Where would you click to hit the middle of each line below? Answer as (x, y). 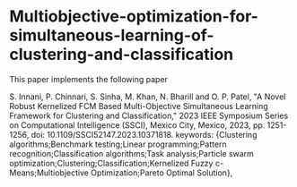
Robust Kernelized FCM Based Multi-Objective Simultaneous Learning (139, 106)
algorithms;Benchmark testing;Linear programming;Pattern (118, 144)
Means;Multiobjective (49, 173)
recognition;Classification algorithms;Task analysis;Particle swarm (131, 153)
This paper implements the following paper (89, 79)
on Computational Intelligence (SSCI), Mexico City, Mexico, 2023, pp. (137, 125)
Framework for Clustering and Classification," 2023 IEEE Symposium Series (149, 115)
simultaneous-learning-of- (112, 35)
